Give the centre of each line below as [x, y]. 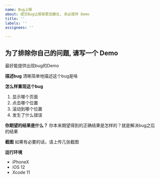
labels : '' [16, 23]
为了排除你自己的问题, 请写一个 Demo [62, 53]
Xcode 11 [21, 172]
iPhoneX [20, 162]
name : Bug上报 [19, 10]
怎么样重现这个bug [24, 86]
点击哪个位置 [25, 102]
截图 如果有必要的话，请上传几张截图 [42, 141]
